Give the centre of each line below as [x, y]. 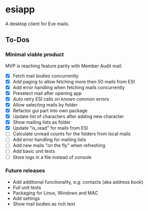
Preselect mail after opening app [47, 93]
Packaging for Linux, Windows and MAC [55, 193]
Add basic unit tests [34, 151]
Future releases [25, 171]
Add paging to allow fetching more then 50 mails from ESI [74, 81]
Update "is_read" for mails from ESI [50, 128]
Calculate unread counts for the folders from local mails [72, 134]
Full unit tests [27, 187]
